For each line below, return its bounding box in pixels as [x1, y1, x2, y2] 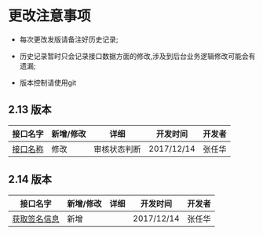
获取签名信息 [12, 213, 60, 224]
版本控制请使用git [19, 78, 77, 87]
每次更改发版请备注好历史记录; [19, 35, 119, 44]
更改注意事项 [8, 7, 92, 25]
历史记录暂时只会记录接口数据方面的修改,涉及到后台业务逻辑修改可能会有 [19, 51, 256, 61]
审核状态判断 [93, 143, 141, 154]
